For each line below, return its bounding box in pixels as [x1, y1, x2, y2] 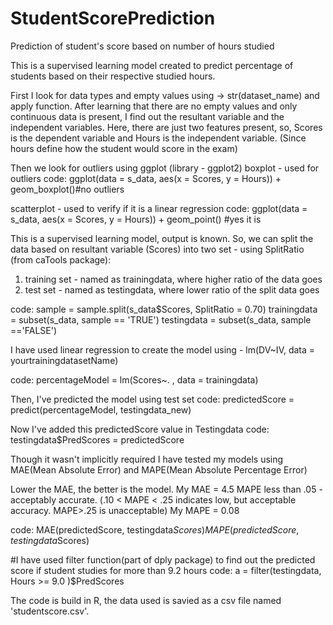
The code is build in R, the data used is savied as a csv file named [10, 594, 282, 606]
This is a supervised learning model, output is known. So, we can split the [10, 232, 314, 244]
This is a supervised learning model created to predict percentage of [10, 59, 294, 71]
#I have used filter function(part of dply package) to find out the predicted [10, 553, 316, 566]
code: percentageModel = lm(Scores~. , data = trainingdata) [10, 373, 259, 386]
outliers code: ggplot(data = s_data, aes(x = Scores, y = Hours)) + [10, 172, 282, 184]
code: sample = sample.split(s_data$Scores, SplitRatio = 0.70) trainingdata [10, 303, 318, 315]
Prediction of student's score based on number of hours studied [10, 40, 275, 52]
